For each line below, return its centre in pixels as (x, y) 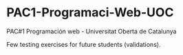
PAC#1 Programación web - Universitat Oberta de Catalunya (91, 31)
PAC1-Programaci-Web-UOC (90, 13)
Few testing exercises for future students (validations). (84, 44)
